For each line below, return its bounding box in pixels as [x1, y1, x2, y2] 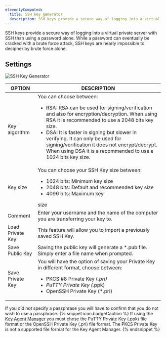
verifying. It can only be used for [46, 135, 122, 142]
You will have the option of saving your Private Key [38, 258, 155, 265]
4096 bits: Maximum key [46, 190, 104, 197]
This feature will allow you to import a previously [38, 227, 150, 234]
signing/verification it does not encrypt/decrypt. [46, 141, 158, 148]
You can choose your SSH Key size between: [38, 167, 142, 173]
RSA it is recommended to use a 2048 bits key [46, 117, 154, 124]
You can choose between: [38, 93, 98, 100]
